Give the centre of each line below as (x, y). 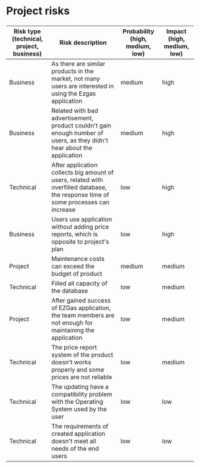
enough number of (77, 133)
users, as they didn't (80, 141)
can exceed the (73, 266)
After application (75, 165)
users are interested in (83, 86)
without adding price (80, 227)
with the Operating (77, 402)
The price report (74, 348)
